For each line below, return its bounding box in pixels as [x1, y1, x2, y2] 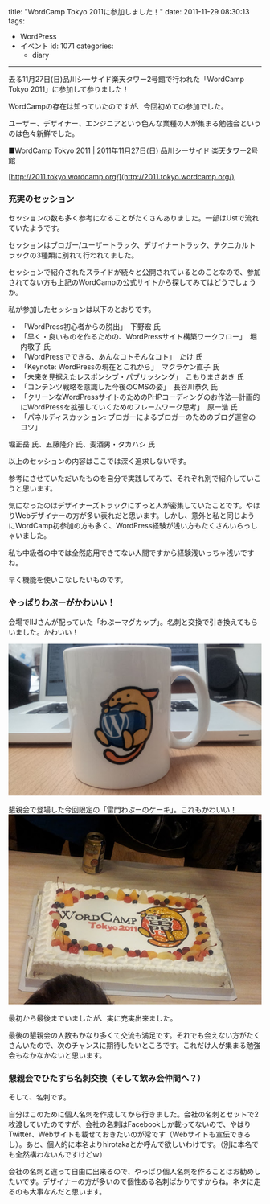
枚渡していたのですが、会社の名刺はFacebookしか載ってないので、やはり [8, 1120, 252, 1129]
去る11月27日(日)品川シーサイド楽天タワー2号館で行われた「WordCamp [8, 75, 245, 84]
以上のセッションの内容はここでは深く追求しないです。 [8, 457, 191, 466]
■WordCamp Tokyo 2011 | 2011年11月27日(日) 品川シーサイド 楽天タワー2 [8, 146, 252, 155]
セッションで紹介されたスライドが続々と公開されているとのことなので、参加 [8, 268, 261, 277]
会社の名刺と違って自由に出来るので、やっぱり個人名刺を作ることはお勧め [8, 1167, 255, 1177]
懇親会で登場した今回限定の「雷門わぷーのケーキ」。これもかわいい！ [8, 804, 237, 814]
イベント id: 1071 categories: [19, 41, 114, 51]
